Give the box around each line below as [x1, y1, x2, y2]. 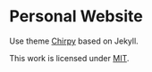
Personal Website [9, 6, 143, 27]
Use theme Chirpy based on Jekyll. [9, 36, 139, 46]
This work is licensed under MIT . [9, 52, 130, 63]
